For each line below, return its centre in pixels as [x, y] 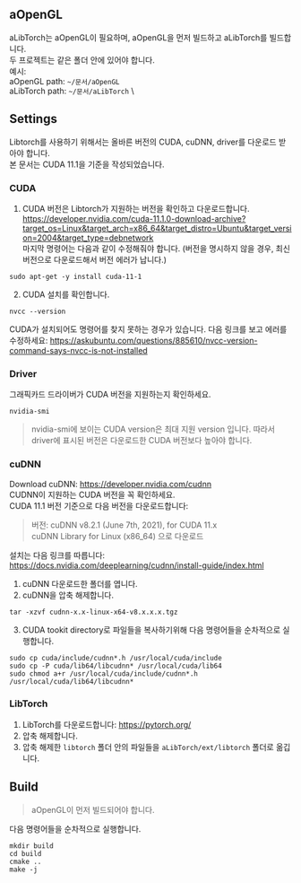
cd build [26, 853]
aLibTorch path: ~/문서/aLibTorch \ [72, 91]
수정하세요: [29, 340]
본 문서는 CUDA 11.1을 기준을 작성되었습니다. [87, 164]
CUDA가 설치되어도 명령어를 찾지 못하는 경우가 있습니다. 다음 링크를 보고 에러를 [148, 329]
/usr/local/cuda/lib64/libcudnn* [72, 681]
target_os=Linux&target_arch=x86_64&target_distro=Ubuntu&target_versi [157, 228]
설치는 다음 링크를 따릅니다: [57, 555]
